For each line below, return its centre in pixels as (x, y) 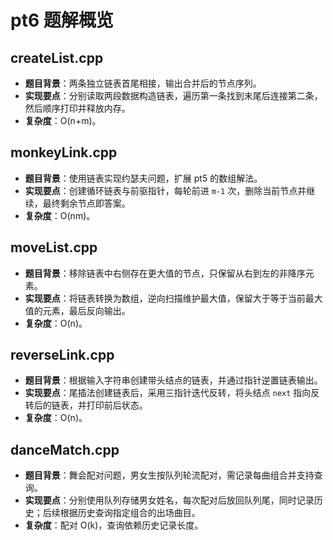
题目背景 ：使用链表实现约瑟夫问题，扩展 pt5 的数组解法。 (143, 178)
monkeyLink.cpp (64, 152)
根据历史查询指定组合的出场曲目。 (130, 513)
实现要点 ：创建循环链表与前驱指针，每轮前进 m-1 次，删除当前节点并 (165, 190)
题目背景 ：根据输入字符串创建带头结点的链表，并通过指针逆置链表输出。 (173, 380)
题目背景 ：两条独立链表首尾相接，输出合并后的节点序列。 (143, 83)
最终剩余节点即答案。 (86, 203)
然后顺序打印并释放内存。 (77, 108)
